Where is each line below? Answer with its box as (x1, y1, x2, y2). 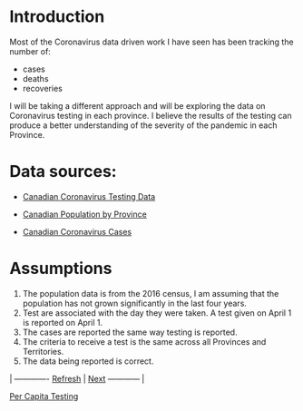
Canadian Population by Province (22, 209, 147, 220)
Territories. (22, 346, 64, 357)
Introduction (9, 6, 105, 27)
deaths (22, 73, 49, 83)
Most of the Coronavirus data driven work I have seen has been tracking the (9, 36, 294, 47)
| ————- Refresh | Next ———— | (9, 373, 145, 384)
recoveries (22, 83, 64, 93)
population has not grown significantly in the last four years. (22, 298, 248, 308)
